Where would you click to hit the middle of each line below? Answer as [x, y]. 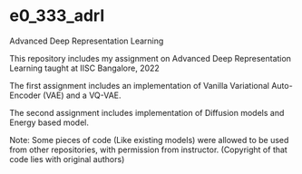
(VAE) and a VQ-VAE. [82, 95]
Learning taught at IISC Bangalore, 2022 [85, 68]
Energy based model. [49, 122]
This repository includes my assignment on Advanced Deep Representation [151, 58]
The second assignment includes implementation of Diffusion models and [147, 112]
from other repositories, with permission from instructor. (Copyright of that [148, 150]
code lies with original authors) [67, 159]
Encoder [25, 95]
